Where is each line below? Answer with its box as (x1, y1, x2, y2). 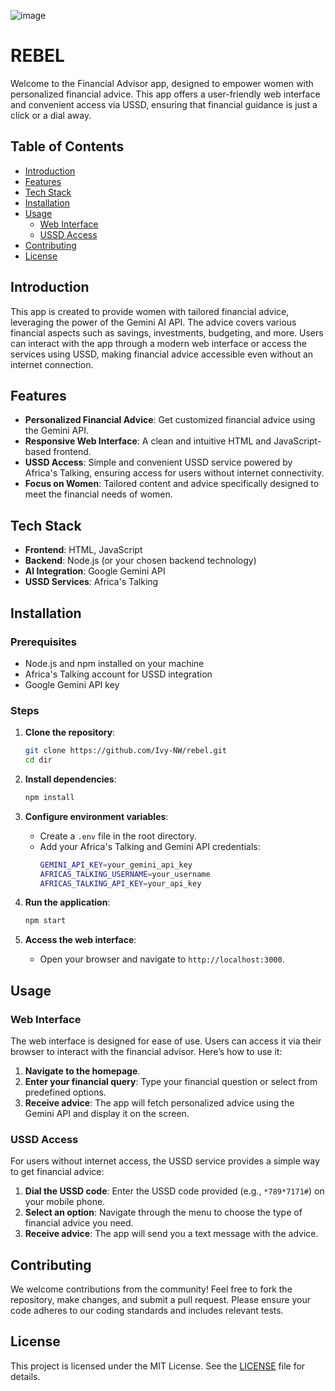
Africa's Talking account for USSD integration (24, 668, 213, 680)
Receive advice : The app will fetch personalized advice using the (24, 1096, 295, 1109)
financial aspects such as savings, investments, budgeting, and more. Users (10, 326, 324, 339)
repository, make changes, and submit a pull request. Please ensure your (10, 1294, 311, 1306)
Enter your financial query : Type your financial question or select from (24, 1075, 318, 1087)
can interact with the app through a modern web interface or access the (10, 337, 307, 349)
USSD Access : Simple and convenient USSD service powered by (24, 456, 293, 469)
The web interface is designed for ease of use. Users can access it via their (10, 1035, 322, 1047)
